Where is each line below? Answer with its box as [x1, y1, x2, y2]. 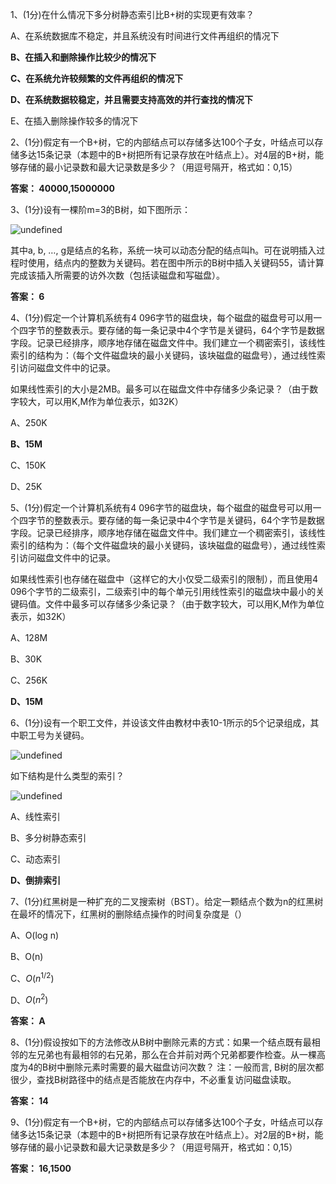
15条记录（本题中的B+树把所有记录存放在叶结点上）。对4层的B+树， [36, 149, 315, 160]
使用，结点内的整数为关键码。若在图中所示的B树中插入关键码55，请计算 [27, 257, 325, 268]
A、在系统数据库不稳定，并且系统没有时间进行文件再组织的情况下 [10, 30, 280, 42]
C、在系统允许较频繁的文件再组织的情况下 [10, 73, 184, 84]
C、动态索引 [10, 853, 62, 865]
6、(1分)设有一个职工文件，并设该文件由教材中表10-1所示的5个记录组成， [10, 717, 311, 728]
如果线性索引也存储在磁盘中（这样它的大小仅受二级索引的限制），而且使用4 [10, 573, 319, 585]
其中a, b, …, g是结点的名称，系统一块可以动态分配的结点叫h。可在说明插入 [10, 244, 317, 256]
